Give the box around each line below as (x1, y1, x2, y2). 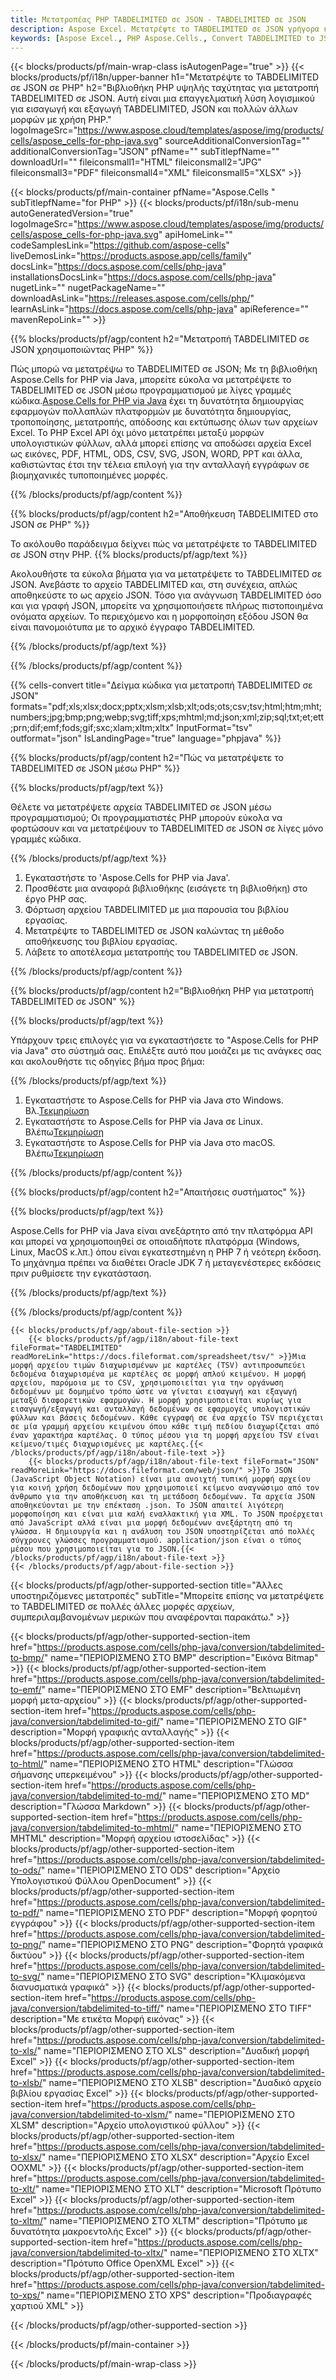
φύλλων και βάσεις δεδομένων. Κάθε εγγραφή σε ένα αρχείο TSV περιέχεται (10, 1413, 325, 1423)
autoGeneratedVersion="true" (10, 207, 134, 220)
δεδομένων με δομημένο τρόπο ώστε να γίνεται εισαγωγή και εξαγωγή (10, 1387, 298, 1397)
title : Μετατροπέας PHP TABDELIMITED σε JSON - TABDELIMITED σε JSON (10, 14, 307, 25)
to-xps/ (10, 2289, 41, 2301)
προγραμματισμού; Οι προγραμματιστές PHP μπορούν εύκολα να (10, 812, 283, 824)
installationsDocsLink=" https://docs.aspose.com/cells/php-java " (10, 271, 277, 283)
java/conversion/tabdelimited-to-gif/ (10, 1716, 160, 1728)
